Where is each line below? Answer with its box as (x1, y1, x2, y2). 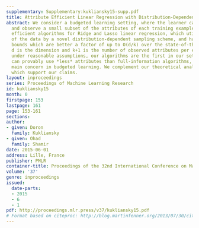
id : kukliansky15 (6, 86, 49, 92)
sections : (6, 113, 31, 119)
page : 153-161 (6, 108, 41, 114)
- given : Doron (6, 125, 44, 131)
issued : (6, 180, 25, 186)
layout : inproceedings (6, 75, 62, 81)
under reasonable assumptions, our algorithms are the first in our (11, 53, 184, 59)
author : (6, 119, 25, 125)
